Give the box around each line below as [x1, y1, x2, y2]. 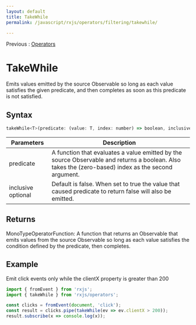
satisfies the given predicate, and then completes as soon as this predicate [6, 87, 187, 94]
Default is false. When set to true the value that [51, 180, 180, 188]
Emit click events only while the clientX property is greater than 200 [6, 275, 169, 282]
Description [103, 139, 136, 146]
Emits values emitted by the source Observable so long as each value [6, 80, 173, 88]
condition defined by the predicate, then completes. [6, 242, 131, 249]
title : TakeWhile [6, 14, 48, 20]
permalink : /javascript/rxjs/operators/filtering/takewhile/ [6, 19, 158, 25]
